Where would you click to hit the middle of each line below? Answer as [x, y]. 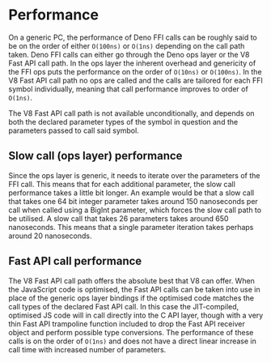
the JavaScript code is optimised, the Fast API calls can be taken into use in [134, 289]
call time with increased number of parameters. [87, 349]
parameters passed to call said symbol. [74, 130]
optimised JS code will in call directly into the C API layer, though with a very [136, 315]
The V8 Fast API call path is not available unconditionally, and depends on [131, 113]
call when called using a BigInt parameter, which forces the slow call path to [135, 210]
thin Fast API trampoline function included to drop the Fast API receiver [127, 324]
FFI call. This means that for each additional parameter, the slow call [122, 184]
